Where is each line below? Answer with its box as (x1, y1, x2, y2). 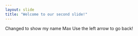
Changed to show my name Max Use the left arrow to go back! (5, 25, 133, 31)
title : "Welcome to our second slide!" (5, 12, 88, 17)
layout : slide (5, 7, 35, 12)
